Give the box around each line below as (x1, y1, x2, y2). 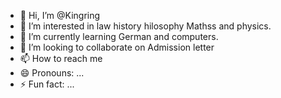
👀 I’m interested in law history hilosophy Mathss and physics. (19, 20, 272, 32)
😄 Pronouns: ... (19, 67, 85, 79)
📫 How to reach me (19, 53, 103, 64)
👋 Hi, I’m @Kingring (19, 10, 101, 21)
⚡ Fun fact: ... (19, 78, 75, 90)
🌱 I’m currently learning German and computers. (19, 31, 219, 42)
